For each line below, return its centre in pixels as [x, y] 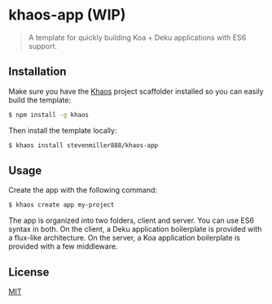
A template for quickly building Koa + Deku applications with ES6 [137, 37]
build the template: [40, 100]
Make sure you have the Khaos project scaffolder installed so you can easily [136, 91]
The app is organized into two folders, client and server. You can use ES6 [132, 220]
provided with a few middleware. [63, 246]
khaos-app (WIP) [67, 15]
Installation [37, 72]
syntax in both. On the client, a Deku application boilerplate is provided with [135, 229]
